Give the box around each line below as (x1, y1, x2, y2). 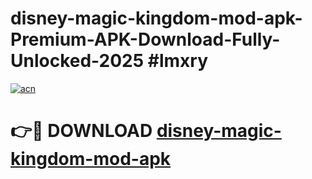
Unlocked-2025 (10, 50, 145, 72)
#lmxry (147, 50, 209, 72)
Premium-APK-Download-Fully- (10, 28, 281, 51)
